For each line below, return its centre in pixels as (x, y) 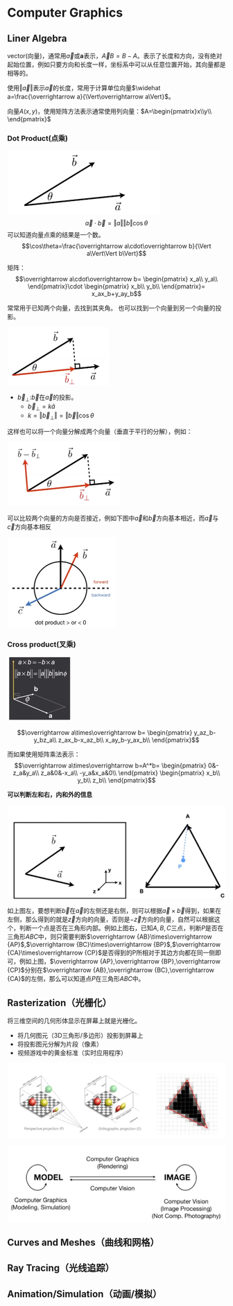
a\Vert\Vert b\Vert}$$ (116, 254)
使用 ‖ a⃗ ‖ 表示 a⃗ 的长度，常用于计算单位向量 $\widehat (84, 88)
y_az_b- (205, 732)
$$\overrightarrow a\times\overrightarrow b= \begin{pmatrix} (105, 732)
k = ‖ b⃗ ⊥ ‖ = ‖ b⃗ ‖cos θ (61, 416)
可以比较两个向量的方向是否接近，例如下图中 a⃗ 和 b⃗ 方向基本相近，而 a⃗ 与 (113, 518)
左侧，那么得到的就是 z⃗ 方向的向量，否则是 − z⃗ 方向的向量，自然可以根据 (111, 919)
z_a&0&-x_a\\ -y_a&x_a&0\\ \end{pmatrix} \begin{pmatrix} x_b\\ (130, 773)
